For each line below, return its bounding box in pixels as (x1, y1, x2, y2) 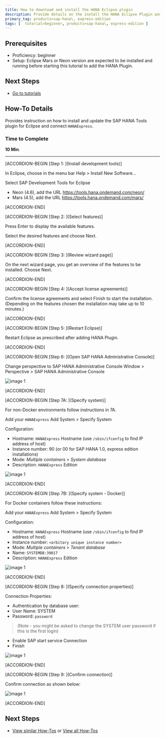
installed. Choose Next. (5, 267, 53, 272)
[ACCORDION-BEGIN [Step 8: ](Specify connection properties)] (5, 583, 134, 589)
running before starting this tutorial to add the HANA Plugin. (12, 63, 134, 69)
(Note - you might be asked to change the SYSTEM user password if (17, 622, 156, 628)
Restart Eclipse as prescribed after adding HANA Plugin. (5, 334, 119, 341)
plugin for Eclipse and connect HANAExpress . (5, 123, 94, 129)
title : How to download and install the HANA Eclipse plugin (5, 7, 133, 12)
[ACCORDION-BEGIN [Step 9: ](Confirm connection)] (5, 671, 113, 677)
